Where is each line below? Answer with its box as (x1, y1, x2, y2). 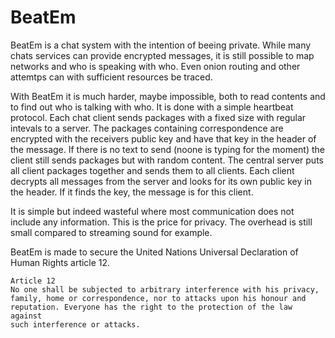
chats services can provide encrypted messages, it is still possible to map (10, 49, 315, 61)
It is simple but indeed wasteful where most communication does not (10, 205, 295, 217)
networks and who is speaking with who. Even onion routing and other (10, 60, 301, 72)
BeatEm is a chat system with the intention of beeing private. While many (10, 39, 312, 51)
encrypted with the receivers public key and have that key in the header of (10, 132, 317, 145)
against (10, 311, 43, 321)
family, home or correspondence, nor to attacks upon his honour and (10, 293, 307, 303)
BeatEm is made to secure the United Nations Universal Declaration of (10, 246, 299, 258)
